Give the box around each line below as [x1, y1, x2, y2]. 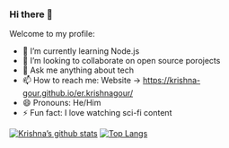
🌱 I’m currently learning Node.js [22, 46, 140, 57]
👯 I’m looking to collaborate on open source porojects [22, 56, 221, 66]
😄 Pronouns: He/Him [22, 98, 101, 109]
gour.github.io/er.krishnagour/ [22, 88, 134, 99]
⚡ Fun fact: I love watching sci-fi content [22, 108, 172, 118]
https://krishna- [142, 75, 201, 86]
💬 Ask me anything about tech [22, 65, 135, 75]
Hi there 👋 [9, 8, 54, 21]
